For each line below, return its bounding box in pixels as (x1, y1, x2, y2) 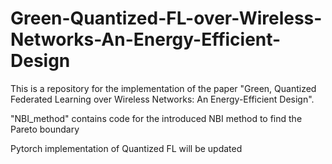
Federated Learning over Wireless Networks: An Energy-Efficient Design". (10, 93, 315, 105)
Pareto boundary (10, 123, 80, 135)
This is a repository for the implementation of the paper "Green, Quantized (10, 82, 317, 94)
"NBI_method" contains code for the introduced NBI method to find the (10, 112, 303, 124)
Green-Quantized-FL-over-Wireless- (10, 7, 323, 30)
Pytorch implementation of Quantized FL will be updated (10, 142, 243, 154)
